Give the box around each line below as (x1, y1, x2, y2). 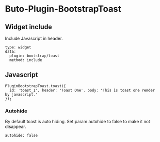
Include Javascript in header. (5, 35, 63, 41)
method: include (9, 58, 42, 63)
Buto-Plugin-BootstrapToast (5, 3, 121, 15)
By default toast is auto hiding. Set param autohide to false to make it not (5, 119, 150, 125)
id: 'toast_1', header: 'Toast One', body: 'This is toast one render (9, 88, 155, 93)
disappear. (5, 124, 26, 129)
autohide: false (5, 133, 38, 138)
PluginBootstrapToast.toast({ (5, 83, 66, 88)
